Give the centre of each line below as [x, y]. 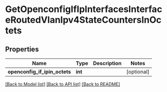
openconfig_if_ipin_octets [39, 72]
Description [107, 63]
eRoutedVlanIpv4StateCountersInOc [83, 20]
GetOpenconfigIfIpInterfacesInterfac [84, 9]
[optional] [138, 72]
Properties [22, 49]
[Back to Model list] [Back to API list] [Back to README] [63, 84]
